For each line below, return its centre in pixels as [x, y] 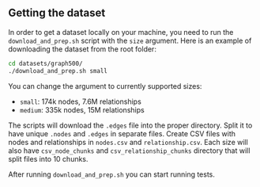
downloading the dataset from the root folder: [82, 49]
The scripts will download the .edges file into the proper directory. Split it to [130, 125]
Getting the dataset [57, 13]
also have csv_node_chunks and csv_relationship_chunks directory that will [129, 151]
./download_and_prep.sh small [58, 71]
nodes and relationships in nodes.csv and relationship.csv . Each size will [128, 142]
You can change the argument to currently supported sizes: [105, 86]
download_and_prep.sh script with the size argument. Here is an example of [130, 40]
